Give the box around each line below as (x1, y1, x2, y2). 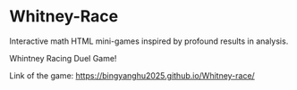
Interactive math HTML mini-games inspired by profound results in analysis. (9, 36, 289, 46)
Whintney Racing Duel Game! (9, 53, 117, 63)
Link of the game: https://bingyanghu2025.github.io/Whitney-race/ (9, 70, 255, 81)
